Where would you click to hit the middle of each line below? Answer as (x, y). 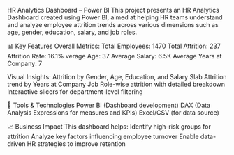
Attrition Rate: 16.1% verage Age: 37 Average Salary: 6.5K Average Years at (115, 56)
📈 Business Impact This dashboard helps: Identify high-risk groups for (109, 127)
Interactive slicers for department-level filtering (75, 92)
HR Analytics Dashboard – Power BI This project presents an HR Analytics (114, 10)
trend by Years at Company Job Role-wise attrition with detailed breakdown (116, 84)
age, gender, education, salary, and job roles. (72, 32)
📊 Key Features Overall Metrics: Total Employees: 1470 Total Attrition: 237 (114, 46)
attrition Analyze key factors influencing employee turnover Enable (103, 136)
